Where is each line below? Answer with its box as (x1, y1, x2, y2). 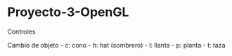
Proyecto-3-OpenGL (7, 4, 129, 20)
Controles (7, 27, 36, 36)
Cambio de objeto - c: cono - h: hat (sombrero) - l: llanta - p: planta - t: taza (7, 41, 226, 49)
